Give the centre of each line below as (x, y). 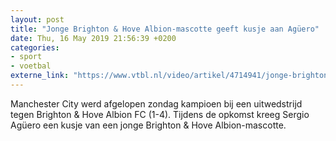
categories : (35, 47)
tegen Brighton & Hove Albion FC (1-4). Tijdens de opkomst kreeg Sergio (160, 114)
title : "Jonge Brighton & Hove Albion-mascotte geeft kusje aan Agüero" (165, 29)
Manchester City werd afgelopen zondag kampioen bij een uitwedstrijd (156, 103)
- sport (26, 57)
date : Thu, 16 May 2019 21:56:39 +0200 (93, 38)
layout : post (37, 19)
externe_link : (40, 76)
